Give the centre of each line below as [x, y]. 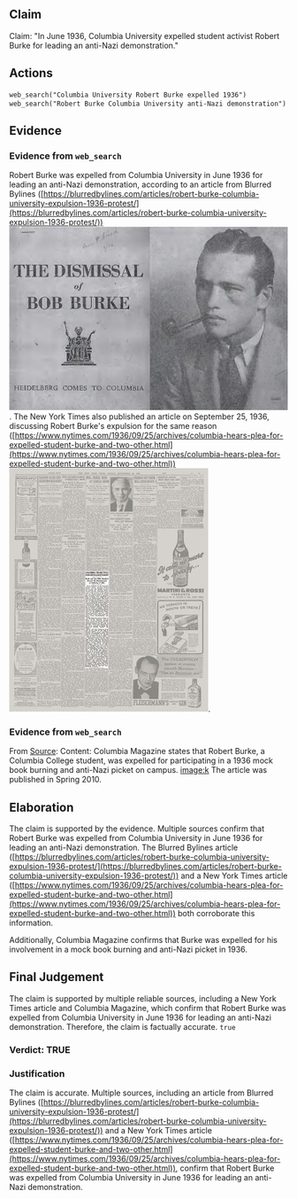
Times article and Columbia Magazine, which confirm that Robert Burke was [148, 1008]
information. [31, 923]
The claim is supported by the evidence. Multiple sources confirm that [137, 829]
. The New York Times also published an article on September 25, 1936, [139, 417]
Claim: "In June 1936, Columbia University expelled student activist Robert [145, 35]
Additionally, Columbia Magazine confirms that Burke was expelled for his [144, 940]
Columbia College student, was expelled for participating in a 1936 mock [141, 760]
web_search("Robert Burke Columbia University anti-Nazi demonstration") [148, 104]
